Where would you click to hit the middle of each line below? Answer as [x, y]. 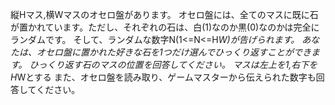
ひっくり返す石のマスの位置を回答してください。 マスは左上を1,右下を [173, 64]
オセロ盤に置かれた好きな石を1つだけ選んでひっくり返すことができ [174, 52]
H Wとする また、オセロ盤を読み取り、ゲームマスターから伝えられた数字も [163, 77]
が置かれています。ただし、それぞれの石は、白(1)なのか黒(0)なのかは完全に [165, 27]
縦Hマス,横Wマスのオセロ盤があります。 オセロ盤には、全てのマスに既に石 [164, 14]
